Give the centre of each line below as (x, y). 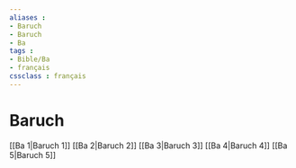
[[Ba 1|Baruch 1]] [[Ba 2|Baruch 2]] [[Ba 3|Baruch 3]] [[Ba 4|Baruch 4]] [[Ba (148, 146)
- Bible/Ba (30, 59)
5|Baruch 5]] (33, 155)
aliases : (28, 18)
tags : (22, 51)
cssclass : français (48, 76)
